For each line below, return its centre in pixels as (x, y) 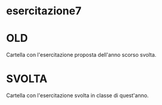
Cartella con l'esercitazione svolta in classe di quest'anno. (77, 95)
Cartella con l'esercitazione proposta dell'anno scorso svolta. (81, 55)
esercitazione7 (44, 11)
